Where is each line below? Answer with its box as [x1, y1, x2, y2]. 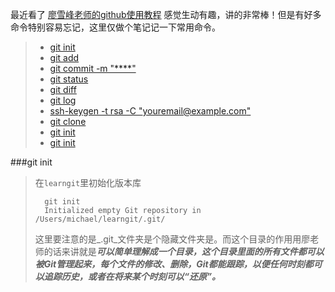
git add [49, 52, 80, 63]
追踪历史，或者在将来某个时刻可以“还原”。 [43, 271, 221, 282]
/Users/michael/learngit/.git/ [34, 214, 166, 224]
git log [49, 94, 77, 106]
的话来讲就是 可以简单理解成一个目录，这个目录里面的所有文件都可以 [43, 246, 325, 257]
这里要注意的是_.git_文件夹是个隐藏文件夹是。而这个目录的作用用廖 [34, 233, 311, 245]
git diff [49, 84, 77, 95]
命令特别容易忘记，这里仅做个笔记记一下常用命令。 [10, 21, 221, 33]
